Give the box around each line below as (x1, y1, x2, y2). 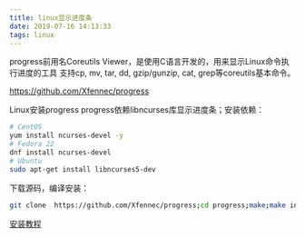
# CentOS (9, 123, 43, 132)
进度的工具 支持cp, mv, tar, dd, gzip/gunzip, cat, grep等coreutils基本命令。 (16, 67, 296, 78)
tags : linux (9, 30, 54, 39)
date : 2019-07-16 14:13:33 (9, 22, 112, 31)
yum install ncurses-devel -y (9, 131, 124, 141)
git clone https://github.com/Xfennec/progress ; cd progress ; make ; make (9, 201, 286, 210)
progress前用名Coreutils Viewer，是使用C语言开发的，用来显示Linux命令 (9, 56, 281, 67)
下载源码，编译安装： (9, 183, 89, 193)
